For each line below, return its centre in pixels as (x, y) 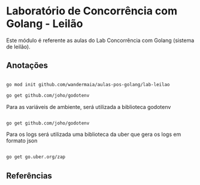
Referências (29, 176)
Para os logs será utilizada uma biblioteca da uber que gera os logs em (94, 134)
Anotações (27, 66)
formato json (22, 141)
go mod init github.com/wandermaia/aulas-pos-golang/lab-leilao (88, 84)
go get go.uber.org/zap (36, 157)
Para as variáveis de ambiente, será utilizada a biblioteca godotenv (89, 107)
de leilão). (19, 47)
